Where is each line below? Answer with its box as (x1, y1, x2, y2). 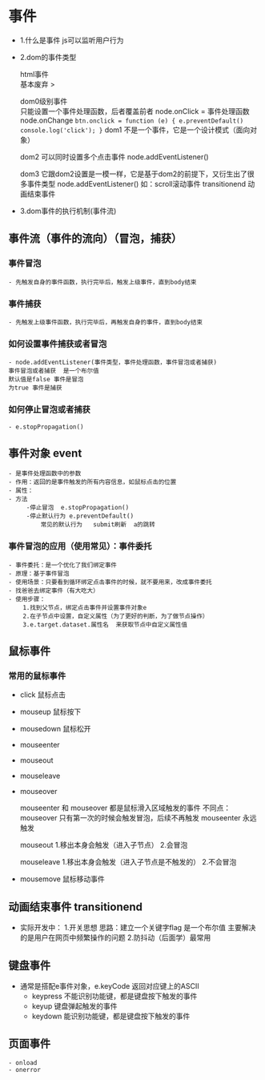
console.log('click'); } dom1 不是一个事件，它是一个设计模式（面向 (19, 125, 251, 135)
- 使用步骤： (8, 594, 46, 603)
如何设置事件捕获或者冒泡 (8, 338, 107, 349)
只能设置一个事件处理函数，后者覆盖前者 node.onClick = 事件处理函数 (19, 106, 250, 116)
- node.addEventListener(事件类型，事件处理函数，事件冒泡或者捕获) (8, 358, 218, 367)
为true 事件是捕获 (8, 384, 62, 393)
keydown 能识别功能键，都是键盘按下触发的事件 (31, 1011, 191, 1021)
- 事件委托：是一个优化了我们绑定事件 (8, 561, 118, 569)
